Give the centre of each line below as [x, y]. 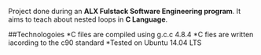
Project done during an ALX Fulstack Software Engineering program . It [125, 11]
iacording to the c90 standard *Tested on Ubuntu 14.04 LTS [105, 43]
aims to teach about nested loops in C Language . [88, 19]
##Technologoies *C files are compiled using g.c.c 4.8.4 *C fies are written [131, 34]
